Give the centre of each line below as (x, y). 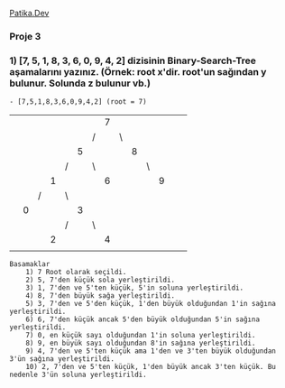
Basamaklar (30, 264)
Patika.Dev (29, 13)
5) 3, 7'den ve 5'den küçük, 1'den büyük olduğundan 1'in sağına (151, 304)
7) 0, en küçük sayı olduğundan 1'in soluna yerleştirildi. (141, 336)
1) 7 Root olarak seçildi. (76, 273)
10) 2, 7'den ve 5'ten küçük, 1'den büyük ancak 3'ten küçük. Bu (151, 367)
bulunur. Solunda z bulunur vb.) (80, 83)
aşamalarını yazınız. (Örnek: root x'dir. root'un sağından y (138, 71)
